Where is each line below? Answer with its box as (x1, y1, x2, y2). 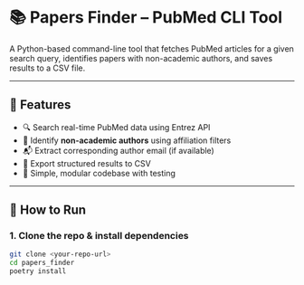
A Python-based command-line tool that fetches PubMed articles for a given (9, 43, 294, 54)
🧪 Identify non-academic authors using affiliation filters (22, 135, 232, 146)
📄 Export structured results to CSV (22, 157, 151, 168)
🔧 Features (9, 97, 71, 113)
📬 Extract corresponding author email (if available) (22, 145, 214, 156)
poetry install (9, 267, 67, 276)
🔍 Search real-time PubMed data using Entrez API (22, 121, 211, 132)
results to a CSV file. (9, 62, 86, 73)
